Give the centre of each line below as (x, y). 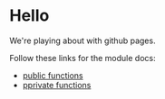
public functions (53, 75)
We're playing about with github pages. (82, 40)
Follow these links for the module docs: (82, 58)
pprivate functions (57, 85)
